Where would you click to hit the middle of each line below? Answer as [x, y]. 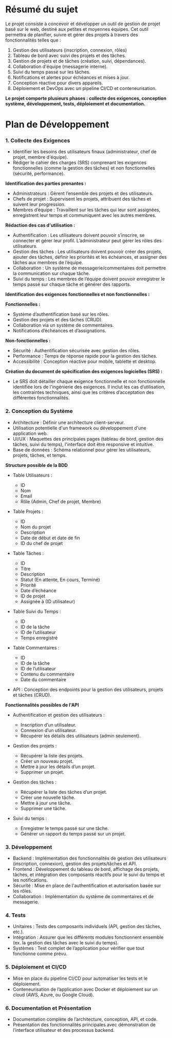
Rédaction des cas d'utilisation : [40, 225]
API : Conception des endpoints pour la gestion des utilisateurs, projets [88, 689]
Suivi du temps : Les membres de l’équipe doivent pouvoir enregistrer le [89, 279]
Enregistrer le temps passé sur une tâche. [65, 828]
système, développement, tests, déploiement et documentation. [75, 103]
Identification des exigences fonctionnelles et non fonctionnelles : [78, 295]
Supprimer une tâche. [43, 808]
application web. [30, 433]
